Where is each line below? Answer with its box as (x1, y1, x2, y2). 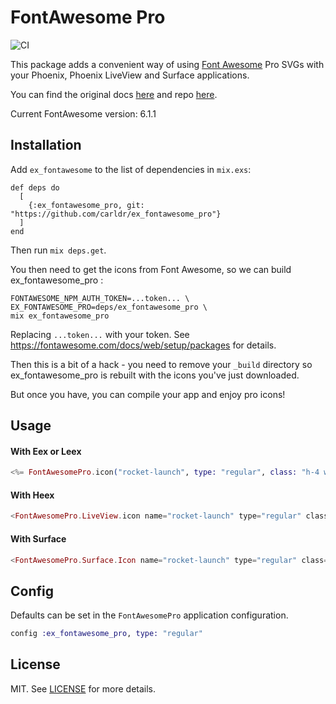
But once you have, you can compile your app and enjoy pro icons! (10, 388, 286, 400)
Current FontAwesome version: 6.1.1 (10, 107, 157, 120)
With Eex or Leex (10, 445, 82, 457)
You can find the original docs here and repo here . (10, 88, 218, 100)
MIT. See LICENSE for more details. (10, 682, 157, 695)
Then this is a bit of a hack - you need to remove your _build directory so (10, 358, 313, 370)
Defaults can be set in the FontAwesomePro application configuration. (10, 609, 289, 621)
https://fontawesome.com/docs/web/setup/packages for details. (10, 339, 277, 351)
